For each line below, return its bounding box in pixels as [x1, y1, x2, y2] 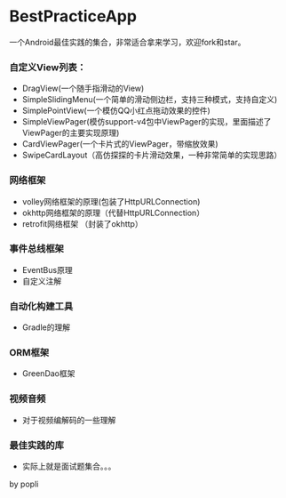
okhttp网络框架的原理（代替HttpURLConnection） [21, 207, 205, 218]
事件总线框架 [9, 243, 65, 255]
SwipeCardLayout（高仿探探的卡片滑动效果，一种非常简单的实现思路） [21, 149, 282, 161]
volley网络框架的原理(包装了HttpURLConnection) [21, 196, 201, 206]
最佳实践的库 [9, 438, 65, 451]
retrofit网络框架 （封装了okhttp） [21, 218, 144, 229]
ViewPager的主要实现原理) [21, 127, 120, 139]
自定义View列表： [9, 60, 87, 73]
